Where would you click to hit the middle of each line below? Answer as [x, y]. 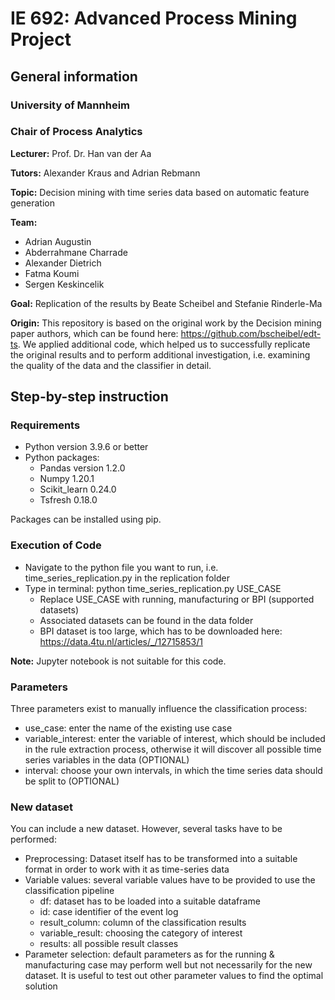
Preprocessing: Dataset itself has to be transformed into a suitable [161, 859]
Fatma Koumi [52, 273]
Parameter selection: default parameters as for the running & [149, 954]
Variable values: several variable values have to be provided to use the [170, 880]
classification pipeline [69, 891]
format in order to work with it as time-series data [127, 869]
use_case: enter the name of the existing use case [128, 728]
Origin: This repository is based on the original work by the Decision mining [166, 323]
